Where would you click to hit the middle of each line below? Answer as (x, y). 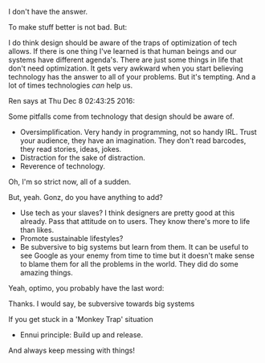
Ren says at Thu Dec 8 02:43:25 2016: (71, 101)
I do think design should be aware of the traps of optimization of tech (123, 43)
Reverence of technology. (63, 166)
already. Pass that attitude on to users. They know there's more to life (135, 221)
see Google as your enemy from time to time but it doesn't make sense (137, 255)
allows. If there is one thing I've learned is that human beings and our (122, 51)
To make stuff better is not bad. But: (68, 27)
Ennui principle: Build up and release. (81, 335)
